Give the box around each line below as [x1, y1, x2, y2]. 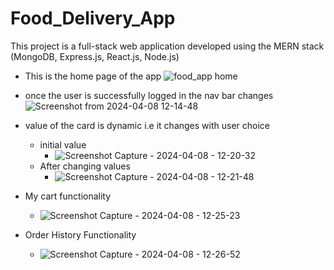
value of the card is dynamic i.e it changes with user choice [24, 119, 271, 131]
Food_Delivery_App [10, 7, 176, 30]
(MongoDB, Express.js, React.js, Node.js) [10, 50, 180, 62]
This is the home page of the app [24, 70, 162, 82]
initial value [39, 138, 87, 151]
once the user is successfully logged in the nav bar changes [24, 89, 274, 101]
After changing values [39, 160, 131, 172]
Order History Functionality [24, 228, 137, 241]
